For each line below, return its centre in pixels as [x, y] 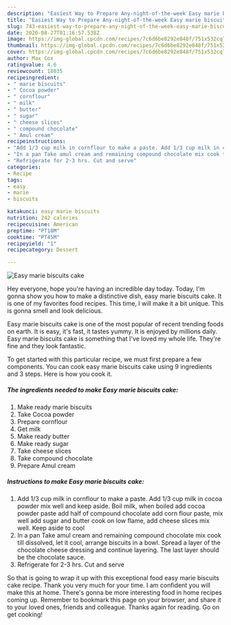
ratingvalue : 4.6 [32, 65]
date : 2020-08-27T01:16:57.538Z [53, 33]
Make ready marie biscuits [55, 407]
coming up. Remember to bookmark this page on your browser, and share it [114, 600]
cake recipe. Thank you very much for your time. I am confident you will [109, 585]
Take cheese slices [44, 451]
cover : [16, 52]
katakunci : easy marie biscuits [53, 212]
